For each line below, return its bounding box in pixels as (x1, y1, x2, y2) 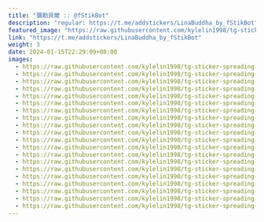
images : (8, 56, 34, 64)
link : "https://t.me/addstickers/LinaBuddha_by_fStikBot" (8, 33, 202, 42)
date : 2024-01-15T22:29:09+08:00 (8, 48, 118, 56)
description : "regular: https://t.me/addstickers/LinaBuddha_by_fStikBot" (8, 19, 258, 27)
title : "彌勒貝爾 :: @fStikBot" (8, 11, 110, 20)
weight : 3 (8, 41, 41, 49)
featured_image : (8, 26, 61, 34)
